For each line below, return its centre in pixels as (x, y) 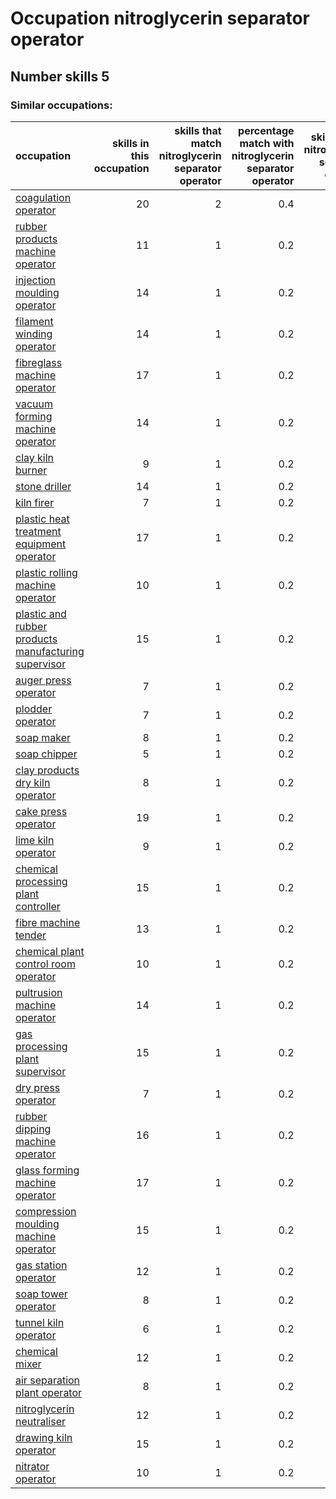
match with (267, 143)
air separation (48, 1380)
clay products (47, 770)
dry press (38, 1087)
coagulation (43, 197)
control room (45, 964)
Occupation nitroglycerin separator (160, 18)
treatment (38, 531)
